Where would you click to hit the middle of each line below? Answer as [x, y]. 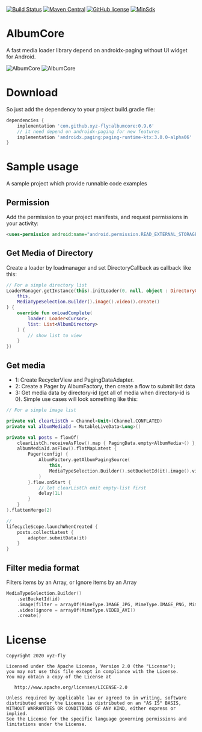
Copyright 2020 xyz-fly [36, 656]
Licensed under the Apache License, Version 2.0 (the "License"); [91, 666]
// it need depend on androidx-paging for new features [89, 132]
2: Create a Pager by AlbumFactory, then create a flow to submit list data [105, 386]
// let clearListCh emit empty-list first [92, 488]
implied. [17, 714]
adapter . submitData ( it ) [57, 538]
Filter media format [43, 568]
